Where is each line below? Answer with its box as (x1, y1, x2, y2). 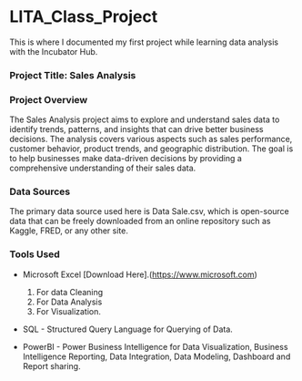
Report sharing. (22, 360, 81, 371)
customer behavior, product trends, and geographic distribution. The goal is (9, 143, 294, 154)
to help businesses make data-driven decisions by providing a (9, 153, 243, 164)
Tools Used (9, 248, 61, 261)
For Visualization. (35, 305, 102, 316)
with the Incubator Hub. (9, 46, 98, 57)
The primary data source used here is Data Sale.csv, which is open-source (9, 206, 289, 217)
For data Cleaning (35, 286, 104, 297)
